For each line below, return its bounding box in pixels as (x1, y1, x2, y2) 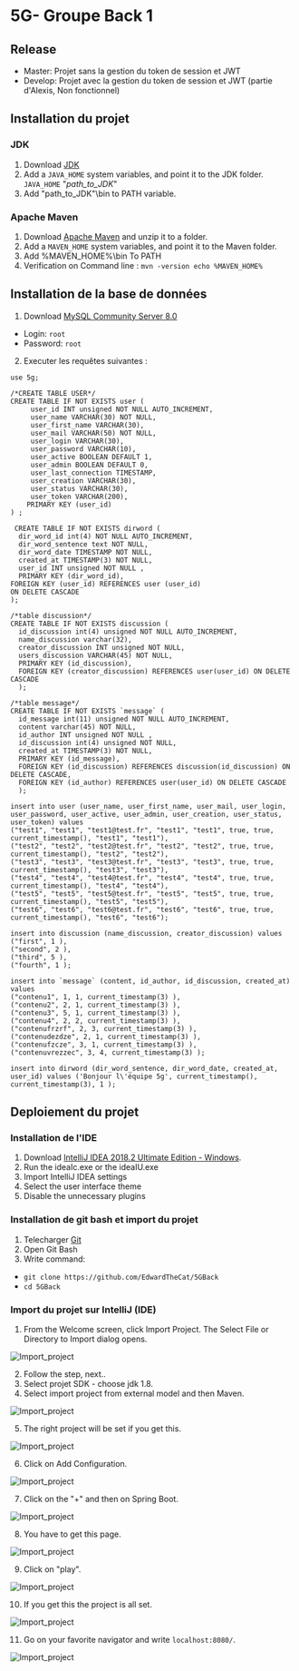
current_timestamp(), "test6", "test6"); (10, 913, 169, 922)
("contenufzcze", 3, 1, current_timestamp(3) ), (10, 1040, 198, 1049)
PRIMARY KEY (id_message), (18, 754, 121, 763)
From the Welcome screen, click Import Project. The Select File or (23, 1324, 269, 1335)
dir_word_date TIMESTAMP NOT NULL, (18, 547, 153, 556)
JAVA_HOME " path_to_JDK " (23, 178, 118, 189)
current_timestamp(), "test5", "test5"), (10, 897, 169, 906)
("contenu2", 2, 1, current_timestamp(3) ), (10, 1000, 181, 1009)
